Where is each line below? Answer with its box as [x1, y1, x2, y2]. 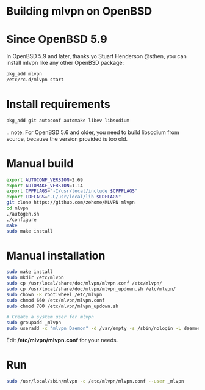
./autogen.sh [6, 211, 40, 217]
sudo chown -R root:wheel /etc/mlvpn [6, 291, 103, 298]
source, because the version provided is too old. [6, 135, 128, 142]
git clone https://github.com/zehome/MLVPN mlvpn [6, 200, 135, 206]
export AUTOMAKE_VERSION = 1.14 [6, 182, 84, 189]
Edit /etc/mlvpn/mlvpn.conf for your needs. [6, 337, 118, 344]
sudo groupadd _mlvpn [6, 320, 62, 326]
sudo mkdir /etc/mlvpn [6, 274, 64, 281]
